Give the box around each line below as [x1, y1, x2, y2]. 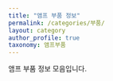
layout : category [8, 26, 66, 34]
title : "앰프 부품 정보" [8, 11, 81, 20]
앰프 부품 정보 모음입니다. [8, 64, 88, 74]
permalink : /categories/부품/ [8, 19, 105, 27]
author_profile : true [8, 33, 80, 42]
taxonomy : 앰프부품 [8, 41, 66, 49]
